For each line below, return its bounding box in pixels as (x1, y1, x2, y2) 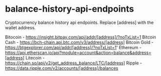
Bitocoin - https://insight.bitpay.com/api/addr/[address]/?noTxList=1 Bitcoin (5, 34, 156, 40)
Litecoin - (25, 55, 45, 60)
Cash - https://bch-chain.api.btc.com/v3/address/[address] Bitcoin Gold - (5, 39, 154, 45)
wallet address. (5, 24, 36, 30)
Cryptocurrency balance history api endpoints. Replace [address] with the (5, 19, 154, 25)
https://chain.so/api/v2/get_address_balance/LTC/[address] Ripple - (5, 60, 142, 66)
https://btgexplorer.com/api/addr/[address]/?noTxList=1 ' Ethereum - (5, 44, 141, 50)
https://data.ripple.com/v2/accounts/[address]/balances (5, 65, 119, 71)
